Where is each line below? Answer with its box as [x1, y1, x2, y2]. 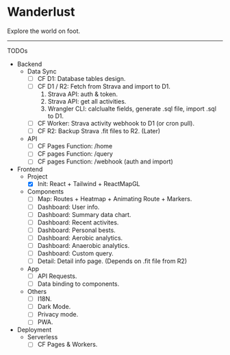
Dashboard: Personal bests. [37, 226, 116, 234]
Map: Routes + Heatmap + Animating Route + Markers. [37, 195, 192, 203]
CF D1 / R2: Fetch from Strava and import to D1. [37, 82, 171, 90]
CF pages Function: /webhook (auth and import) [37, 157, 173, 165]
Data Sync [27, 67, 57, 76]
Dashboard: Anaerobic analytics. [37, 241, 130, 249]
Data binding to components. [37, 279, 120, 288]
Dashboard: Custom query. [37, 249, 114, 257]
